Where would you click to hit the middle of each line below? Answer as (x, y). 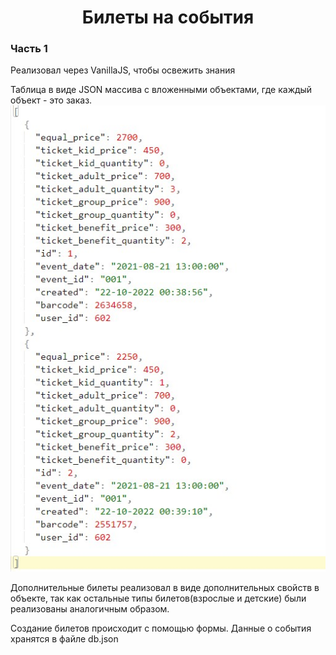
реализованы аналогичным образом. (90, 609)
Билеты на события (168, 17)
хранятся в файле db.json (64, 639)
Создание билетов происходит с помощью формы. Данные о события (161, 628)
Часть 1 (29, 49)
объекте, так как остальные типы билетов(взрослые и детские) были (158, 598)
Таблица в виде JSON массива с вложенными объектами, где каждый (161, 90)
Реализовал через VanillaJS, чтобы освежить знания (123, 70)
